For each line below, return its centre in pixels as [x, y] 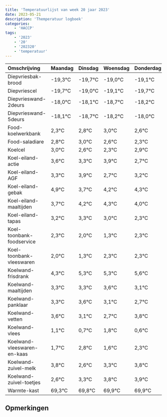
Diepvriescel [22, 91]
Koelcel [16, 149]
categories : [17, 24]
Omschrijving [24, 68]
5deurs [16, 119]
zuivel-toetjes [24, 382]
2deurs [16, 105]
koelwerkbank [24, 134]
